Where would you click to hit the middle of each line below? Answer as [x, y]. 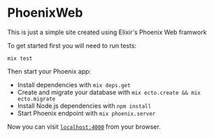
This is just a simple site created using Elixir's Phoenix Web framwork [107, 32]
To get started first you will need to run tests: [72, 45]
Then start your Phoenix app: [49, 71]
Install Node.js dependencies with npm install [84, 105]
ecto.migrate [36, 99]
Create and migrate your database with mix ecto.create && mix [109, 92]
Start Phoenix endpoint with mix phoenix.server [86, 113]
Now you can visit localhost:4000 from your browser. [84, 126]
